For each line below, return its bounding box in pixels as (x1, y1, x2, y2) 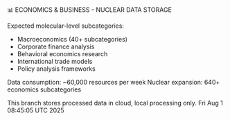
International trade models (17, 58, 93, 65)
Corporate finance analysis (17, 42, 95, 51)
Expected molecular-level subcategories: (7, 22, 125, 30)
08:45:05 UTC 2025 (7, 106, 64, 114)
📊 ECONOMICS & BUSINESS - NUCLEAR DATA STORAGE (7, 6, 172, 14)
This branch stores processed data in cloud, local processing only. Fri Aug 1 (7, 99, 224, 107)
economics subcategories (7, 85, 82, 94)
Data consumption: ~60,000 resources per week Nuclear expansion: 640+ (7, 78, 220, 86)
